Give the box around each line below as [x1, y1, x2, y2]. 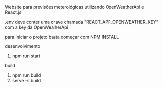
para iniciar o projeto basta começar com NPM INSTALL [5, 34, 119, 40]
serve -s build [12, 78, 41, 83]
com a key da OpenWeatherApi [5, 24, 68, 30]
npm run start [12, 53, 41, 59]
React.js [5, 9, 22, 15]
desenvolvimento [5, 43, 41, 49]
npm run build [12, 72, 41, 78]
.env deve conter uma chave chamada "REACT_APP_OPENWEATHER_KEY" [5, 19, 159, 25]
